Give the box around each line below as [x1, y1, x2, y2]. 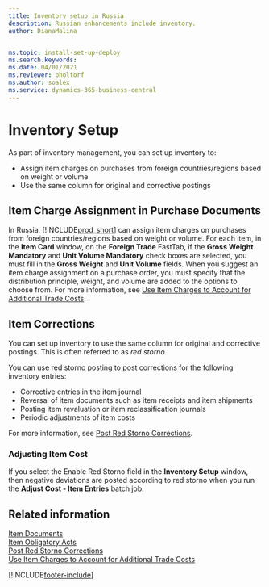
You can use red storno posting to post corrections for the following [8, 363, 234, 372]
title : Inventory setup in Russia [8, 11, 125, 20]
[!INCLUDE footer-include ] [8, 570, 94, 580]
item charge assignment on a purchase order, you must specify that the [8, 268, 246, 278]
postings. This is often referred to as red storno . [8, 347, 168, 357]
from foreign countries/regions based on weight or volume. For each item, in [8, 233, 262, 243]
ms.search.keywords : [8, 56, 78, 65]
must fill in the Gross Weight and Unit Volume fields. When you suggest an [8, 259, 259, 269]
